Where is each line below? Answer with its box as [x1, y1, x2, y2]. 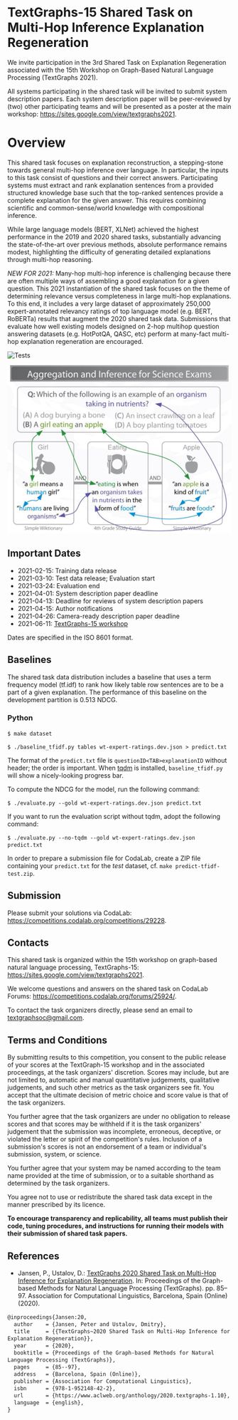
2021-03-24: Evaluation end [17, 581, 100, 590]
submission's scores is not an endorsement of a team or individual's [7, 1142, 207, 1151]
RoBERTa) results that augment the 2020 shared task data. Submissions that [7, 314, 231, 323]
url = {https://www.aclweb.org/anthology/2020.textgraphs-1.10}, [13, 1392, 231, 1399]
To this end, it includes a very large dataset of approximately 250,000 [7, 299, 211, 308]
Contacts [7, 937, 50, 949]
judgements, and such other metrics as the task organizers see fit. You [7, 1083, 215, 1092]
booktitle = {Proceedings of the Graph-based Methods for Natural [13, 1349, 215, 1357]
